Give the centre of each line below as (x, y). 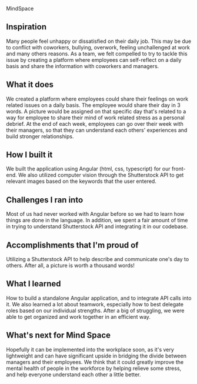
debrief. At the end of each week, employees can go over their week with (95, 123)
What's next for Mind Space (58, 335)
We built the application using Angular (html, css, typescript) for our (88, 169)
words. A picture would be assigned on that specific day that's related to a (96, 111)
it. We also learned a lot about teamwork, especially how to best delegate (95, 304)
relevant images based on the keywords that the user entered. (81, 181)
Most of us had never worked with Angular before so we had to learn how (95, 214)
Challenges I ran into (45, 200)
